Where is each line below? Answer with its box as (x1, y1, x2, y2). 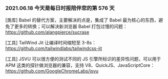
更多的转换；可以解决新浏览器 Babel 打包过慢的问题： (14, 23, 128, 30)
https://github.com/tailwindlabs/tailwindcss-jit (5, 45, 102, 51)
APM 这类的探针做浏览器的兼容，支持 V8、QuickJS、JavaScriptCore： (5, 62, 155, 68)
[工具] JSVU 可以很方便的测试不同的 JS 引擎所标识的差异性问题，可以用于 (5, 56, 161, 62)
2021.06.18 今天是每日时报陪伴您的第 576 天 (5, 4, 115, 11)
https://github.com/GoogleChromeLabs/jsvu (5, 68, 99, 74)
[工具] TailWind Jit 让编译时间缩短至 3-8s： (5, 40, 96, 46)
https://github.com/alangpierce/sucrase (5, 29, 90, 35)
